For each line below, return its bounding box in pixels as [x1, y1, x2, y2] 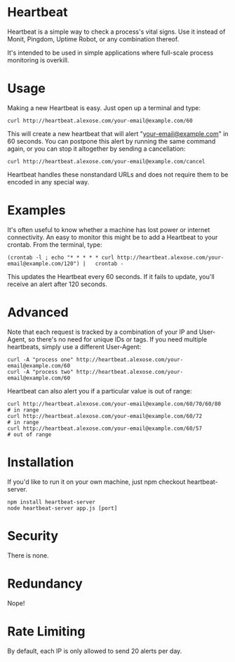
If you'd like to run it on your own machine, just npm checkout [7, 478, 186, 486]
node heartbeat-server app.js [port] [7, 504, 118, 512]
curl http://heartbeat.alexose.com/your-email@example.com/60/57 [7, 425, 202, 432]
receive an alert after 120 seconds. [7, 280, 107, 288]
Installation [7, 454, 74, 470]
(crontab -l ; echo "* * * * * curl [7, 254, 114, 261]
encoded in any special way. [7, 177, 90, 186]
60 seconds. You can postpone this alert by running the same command [7, 137, 216, 145]
